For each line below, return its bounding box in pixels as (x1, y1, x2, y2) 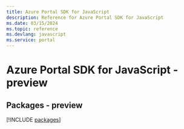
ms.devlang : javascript (6, 31, 67, 38)
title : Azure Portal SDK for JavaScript (6, 8, 110, 15)
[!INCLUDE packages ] (6, 116, 61, 123)
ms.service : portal (6, 37, 56, 43)
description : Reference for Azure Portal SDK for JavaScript (6, 15, 164, 21)
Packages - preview (6, 100, 83, 110)
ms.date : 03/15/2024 (6, 20, 59, 26)
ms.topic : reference (6, 25, 59, 32)
